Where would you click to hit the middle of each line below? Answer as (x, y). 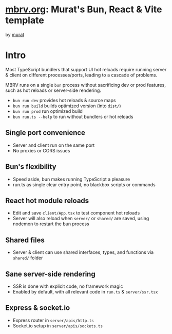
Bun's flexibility (31, 167)
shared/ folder (28, 258)
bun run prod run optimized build (48, 111)
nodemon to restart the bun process (51, 224)
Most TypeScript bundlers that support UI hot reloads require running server (86, 69)
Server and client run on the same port (54, 145)
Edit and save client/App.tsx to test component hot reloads (76, 213)
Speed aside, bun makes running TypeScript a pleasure (71, 179)
